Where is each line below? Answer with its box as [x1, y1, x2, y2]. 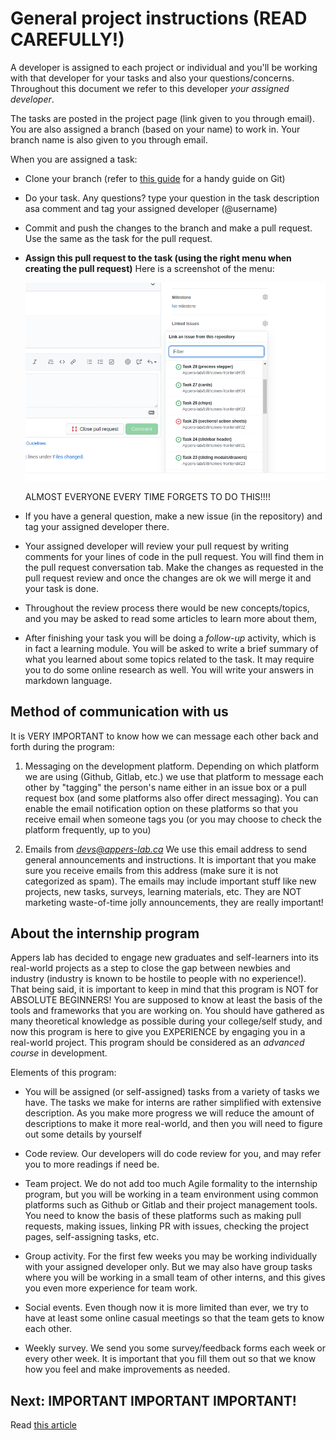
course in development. [10, 1047, 108, 1059]
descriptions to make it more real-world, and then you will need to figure [24, 1118, 323, 1130]
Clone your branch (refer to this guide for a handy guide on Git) [24, 172, 286, 184]
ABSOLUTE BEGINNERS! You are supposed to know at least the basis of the [10, 994, 323, 1006]
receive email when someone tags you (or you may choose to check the [24, 813, 322, 825]
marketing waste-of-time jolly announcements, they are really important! [24, 896, 324, 908]
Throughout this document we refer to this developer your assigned [10, 82, 290, 94]
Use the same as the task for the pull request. [24, 232, 213, 244]
